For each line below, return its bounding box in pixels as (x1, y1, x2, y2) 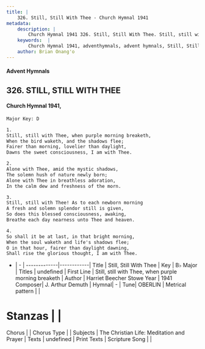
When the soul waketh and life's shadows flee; (6, 239, 130, 245)
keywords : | (17, 37, 51, 43)
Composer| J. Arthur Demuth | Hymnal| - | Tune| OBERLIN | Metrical (15, 281, 187, 289)
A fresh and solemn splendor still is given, (6, 206, 124, 212)
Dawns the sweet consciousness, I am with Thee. (6, 149, 132, 156)
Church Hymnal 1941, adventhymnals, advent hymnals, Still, (28, 43, 184, 49)
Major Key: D (6, 115, 40, 122)
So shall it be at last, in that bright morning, (6, 233, 135, 240)
